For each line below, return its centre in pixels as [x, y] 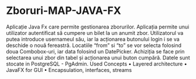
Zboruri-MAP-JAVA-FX [64, 11]
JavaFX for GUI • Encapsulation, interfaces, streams [69, 70]
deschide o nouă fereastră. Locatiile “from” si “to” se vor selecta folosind [94, 45]
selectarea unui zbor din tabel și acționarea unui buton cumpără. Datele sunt [98, 58]
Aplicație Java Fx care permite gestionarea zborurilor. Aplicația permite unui [98, 27]
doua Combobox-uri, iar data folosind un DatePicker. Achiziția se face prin [95, 51]
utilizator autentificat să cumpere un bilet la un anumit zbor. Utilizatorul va [95, 33]
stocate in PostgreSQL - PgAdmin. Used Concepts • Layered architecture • [97, 64]
